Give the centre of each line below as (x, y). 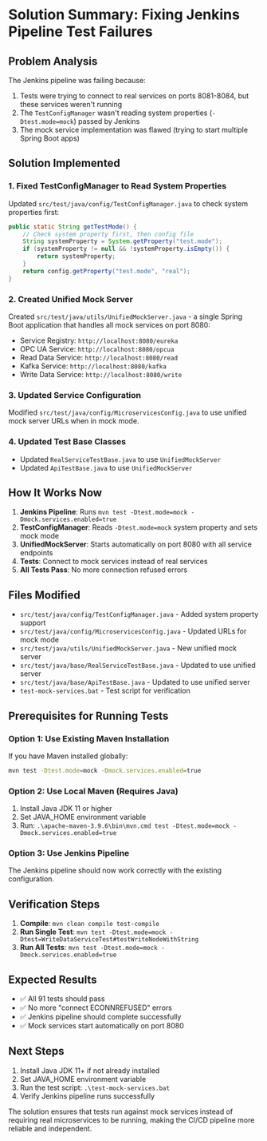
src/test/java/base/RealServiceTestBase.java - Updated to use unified (138, 666)
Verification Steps (54, 904)
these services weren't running (71, 104)
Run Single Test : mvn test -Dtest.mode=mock (93, 932)
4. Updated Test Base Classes (67, 442)
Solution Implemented (65, 163)
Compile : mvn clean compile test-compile (90, 924)
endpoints (36, 553)
